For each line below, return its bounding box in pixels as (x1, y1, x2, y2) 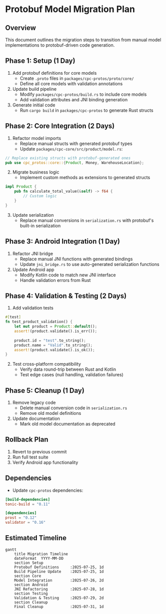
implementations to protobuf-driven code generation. (5, 42, 115, 48)
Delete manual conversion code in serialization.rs (19, 405, 127, 411)
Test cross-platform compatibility (12, 361, 81, 367)
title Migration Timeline (14, 551, 68, 556)
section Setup (14, 560, 43, 565)
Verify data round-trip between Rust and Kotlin (19, 366, 116, 372)
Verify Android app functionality (12, 459, 78, 465)
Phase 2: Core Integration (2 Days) (5, 122, 115, 130)
